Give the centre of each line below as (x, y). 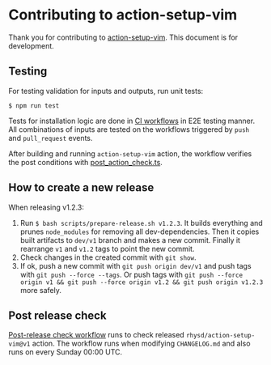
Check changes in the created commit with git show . (108, 257)
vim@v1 (19, 344)
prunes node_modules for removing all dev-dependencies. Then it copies (140, 231)
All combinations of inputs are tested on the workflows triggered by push (129, 129)
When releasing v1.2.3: (47, 207)
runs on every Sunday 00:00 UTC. (66, 352)
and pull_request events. (51, 138)
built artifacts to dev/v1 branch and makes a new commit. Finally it (130, 240)
